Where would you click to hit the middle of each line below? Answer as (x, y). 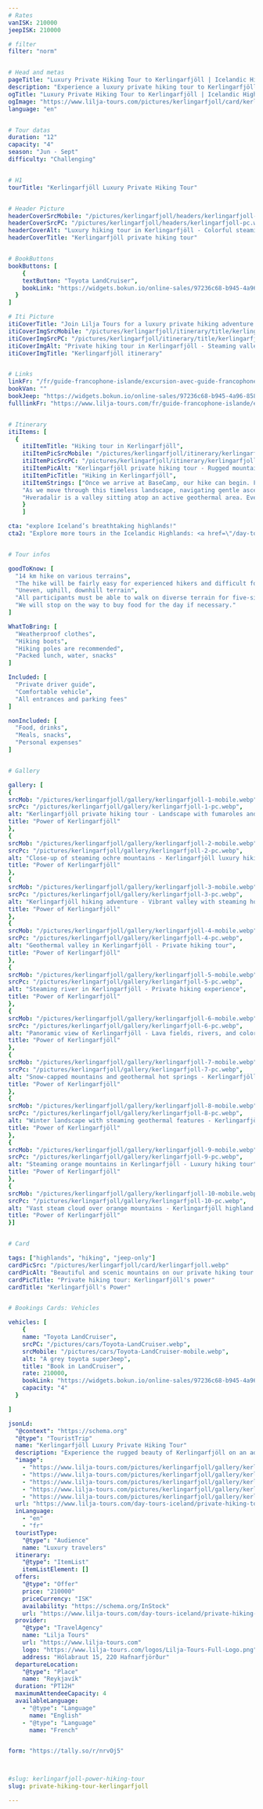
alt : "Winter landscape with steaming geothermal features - (110, 1121)
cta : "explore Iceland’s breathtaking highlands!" (92, 527)
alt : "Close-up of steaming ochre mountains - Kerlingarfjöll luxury (124, 858)
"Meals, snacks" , (43, 735)
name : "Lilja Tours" (56, 1636)
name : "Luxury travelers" (65, 1548)
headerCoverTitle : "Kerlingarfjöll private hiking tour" (103, 238)
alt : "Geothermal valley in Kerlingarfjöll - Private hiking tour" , (122, 946)
